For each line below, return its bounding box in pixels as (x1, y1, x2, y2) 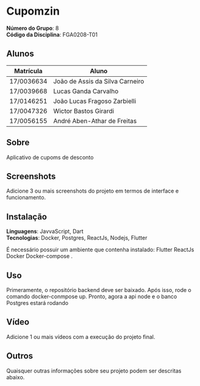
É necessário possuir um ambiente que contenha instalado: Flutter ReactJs (6, 246, 195, 254)
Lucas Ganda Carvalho (53, 87, 119, 95)
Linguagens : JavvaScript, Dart (6, 227, 84, 235)
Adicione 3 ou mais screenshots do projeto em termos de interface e (6, 187, 179, 195)
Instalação (6, 212, 48, 222)
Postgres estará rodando (6, 299, 69, 306)
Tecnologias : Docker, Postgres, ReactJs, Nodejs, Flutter (6, 234, 148, 241)
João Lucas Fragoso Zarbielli (53, 96, 137, 105)
